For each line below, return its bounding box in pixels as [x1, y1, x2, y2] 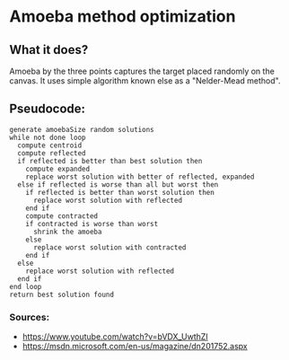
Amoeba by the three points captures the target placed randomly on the [9, 66, 276, 76]
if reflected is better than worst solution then [25, 188, 215, 197]
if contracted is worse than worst [25, 219, 159, 228]
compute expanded [25, 164, 91, 173]
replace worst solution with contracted [32, 242, 187, 252]
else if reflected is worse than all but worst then [17, 180, 219, 189]
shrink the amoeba [32, 227, 102, 236]
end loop [9, 282, 42, 291]
